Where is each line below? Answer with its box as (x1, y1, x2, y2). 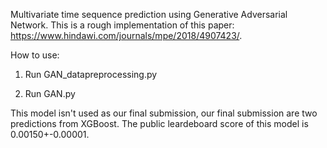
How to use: (10, 49, 60, 61)
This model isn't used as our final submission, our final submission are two (10, 107, 318, 119)
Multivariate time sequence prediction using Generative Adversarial (10, 9, 288, 20)
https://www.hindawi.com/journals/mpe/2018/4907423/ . (10, 30, 243, 41)
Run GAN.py (24, 88, 76, 99)
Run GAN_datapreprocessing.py (24, 69, 158, 80)
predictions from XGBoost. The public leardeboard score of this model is (10, 118, 309, 129)
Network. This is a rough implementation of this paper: (10, 19, 235, 31)
